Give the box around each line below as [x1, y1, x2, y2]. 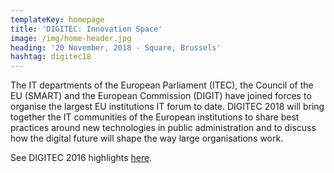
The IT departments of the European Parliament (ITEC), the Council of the [10, 79, 314, 91]
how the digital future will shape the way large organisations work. [10, 132, 284, 145]
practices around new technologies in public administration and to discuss [10, 122, 317, 134]
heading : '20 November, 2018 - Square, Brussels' [10, 42, 222, 53]
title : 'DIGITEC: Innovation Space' [10, 24, 163, 34]
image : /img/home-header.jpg [10, 33, 132, 43]
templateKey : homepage [10, 14, 105, 25]
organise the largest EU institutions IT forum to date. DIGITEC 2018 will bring [10, 101, 325, 113]
